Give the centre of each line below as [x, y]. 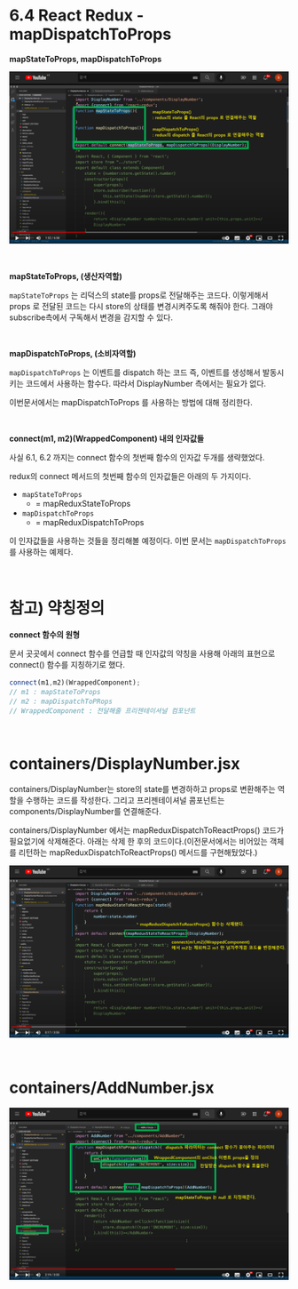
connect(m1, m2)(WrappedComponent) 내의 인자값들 [107, 439]
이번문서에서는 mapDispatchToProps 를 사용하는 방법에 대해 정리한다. [131, 403]
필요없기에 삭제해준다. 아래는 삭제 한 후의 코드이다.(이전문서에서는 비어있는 [138, 842]
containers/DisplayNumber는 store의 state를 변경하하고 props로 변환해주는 [143, 789]
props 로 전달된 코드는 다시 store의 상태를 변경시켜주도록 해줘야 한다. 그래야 [141, 307]
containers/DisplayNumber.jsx [125, 763]
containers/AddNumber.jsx [112, 1088]
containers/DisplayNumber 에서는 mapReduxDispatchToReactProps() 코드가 [147, 830]
